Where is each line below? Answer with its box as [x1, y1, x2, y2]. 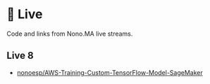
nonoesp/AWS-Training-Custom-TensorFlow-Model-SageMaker [16, 68, 203, 76]
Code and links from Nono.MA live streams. [6, 29, 133, 38]
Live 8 [6, 50, 34, 62]
